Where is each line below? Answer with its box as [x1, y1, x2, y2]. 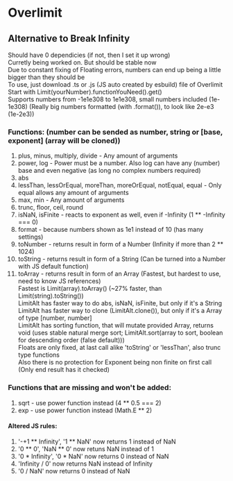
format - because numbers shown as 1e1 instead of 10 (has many [17, 226, 204, 234]
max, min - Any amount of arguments [17, 196, 125, 204]
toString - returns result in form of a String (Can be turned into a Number [17, 255, 226, 263]
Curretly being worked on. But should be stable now [8, 58, 157, 67]
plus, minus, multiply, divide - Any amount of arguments [17, 151, 178, 160]
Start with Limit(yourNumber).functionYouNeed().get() [8, 88, 162, 96]
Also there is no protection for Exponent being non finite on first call [17, 358, 212, 366]
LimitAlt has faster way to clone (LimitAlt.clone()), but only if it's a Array [17, 307, 223, 315]
